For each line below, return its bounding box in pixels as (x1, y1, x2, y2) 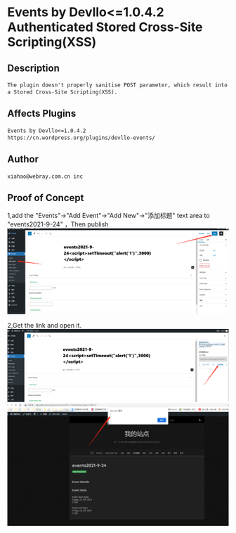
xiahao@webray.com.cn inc (7, 173, 83, 180)
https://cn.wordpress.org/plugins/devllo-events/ (7, 134, 156, 141)
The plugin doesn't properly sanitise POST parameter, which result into (7, 82, 228, 89)
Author (7, 153, 39, 165)
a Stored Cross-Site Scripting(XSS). (7, 89, 118, 96)
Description (7, 62, 60, 74)
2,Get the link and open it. (7, 321, 82, 329)
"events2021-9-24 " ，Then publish (7, 220, 109, 229)
